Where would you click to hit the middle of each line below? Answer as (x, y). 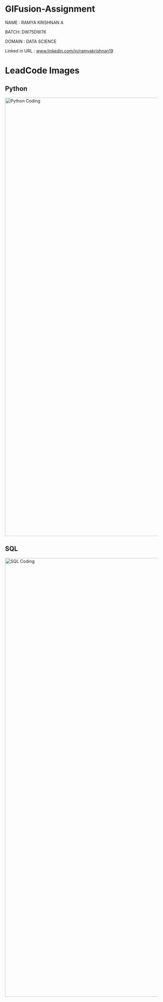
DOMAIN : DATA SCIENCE (31, 41)
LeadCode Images (42, 70)
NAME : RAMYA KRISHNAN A (34, 22)
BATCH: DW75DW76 (26, 32)
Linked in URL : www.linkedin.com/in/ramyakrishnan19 (59, 51)
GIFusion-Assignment (50, 9)
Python (16, 89)
